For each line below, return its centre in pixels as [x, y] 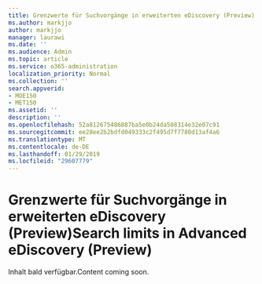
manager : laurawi [37, 37]
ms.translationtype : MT [47, 139]
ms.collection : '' [38, 81]
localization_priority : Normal [59, 74]
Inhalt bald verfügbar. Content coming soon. [79, 272]
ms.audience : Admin [40, 52]
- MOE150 [22, 96]
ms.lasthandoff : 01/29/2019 [54, 154]
